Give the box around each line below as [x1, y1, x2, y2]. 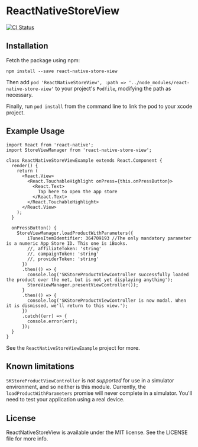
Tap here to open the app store [37, 189, 118, 194]
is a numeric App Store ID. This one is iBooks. [6, 240, 128, 247]
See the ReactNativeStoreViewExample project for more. [6, 344, 140, 351]
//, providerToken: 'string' [27, 256, 99, 262]
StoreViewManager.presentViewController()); [27, 282, 139, 288]
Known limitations [6, 361, 74, 371]
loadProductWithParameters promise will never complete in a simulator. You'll [6, 389, 193, 397]
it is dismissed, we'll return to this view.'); [6, 302, 128, 309]
